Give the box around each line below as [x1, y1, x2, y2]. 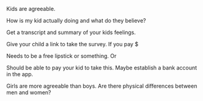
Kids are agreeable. [6, 5, 56, 12]
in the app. [6, 71, 34, 78]
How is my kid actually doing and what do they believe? [6, 17, 147, 24]
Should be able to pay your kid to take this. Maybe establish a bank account [6, 64, 197, 71]
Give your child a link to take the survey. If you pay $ [6, 41, 139, 47]
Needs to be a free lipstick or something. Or [6, 52, 117, 60]
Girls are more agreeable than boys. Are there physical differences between [6, 82, 197, 89]
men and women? [6, 89, 51, 96]
